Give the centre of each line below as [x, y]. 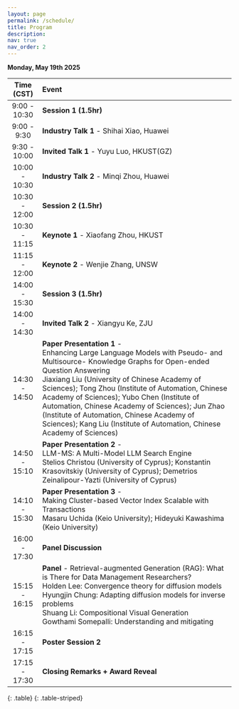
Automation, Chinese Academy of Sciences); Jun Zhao [134, 406]
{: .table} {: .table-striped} [45, 698]
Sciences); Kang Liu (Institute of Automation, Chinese [132, 424]
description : [27, 34]
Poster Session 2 [71, 642]
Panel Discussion [72, 548]
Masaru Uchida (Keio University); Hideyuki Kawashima [133, 518]
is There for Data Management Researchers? [117, 577]
